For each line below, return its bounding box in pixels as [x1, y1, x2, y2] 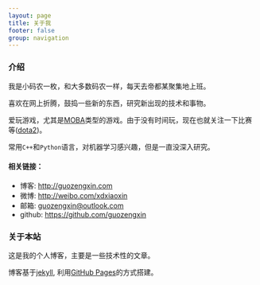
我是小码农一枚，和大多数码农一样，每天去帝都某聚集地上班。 [8, 81, 211, 91]
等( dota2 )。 [8, 125, 47, 135]
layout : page [8, 11, 52, 20]
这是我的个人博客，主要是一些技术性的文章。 [8, 251, 155, 260]
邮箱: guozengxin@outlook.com [19, 201, 125, 210]
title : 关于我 [8, 19, 52, 27]
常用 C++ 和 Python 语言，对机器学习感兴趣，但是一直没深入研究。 [8, 142, 215, 151]
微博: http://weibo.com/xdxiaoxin [19, 190, 128, 200]
